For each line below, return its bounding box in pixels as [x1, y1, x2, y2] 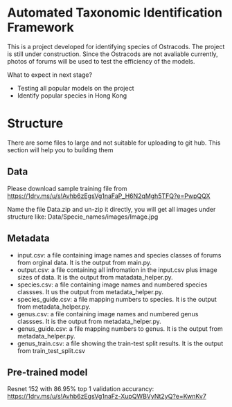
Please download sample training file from [7, 184, 127, 192]
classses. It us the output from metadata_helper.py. [17, 287, 164, 296]
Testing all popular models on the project [17, 84, 134, 92]
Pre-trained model [7, 366, 88, 378]
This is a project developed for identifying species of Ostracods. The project [7, 42, 225, 51]
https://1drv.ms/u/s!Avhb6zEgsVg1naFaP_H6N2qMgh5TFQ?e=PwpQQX [7, 192, 211, 200]
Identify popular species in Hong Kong [17, 91, 127, 100]
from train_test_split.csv [17, 346, 85, 354]
